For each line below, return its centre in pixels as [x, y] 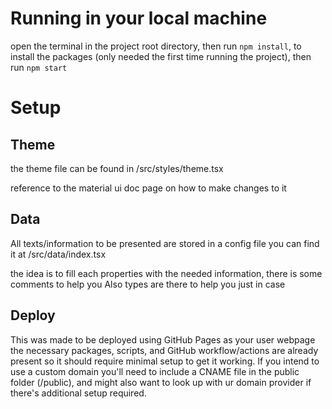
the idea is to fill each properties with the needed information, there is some [166, 273]
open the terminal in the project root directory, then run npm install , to [156, 46]
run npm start [39, 67]
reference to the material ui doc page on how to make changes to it [148, 188]
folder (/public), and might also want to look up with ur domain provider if [161, 382]
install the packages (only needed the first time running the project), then [161, 56]
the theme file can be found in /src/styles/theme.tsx [117, 168]
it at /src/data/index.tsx [58, 254]
